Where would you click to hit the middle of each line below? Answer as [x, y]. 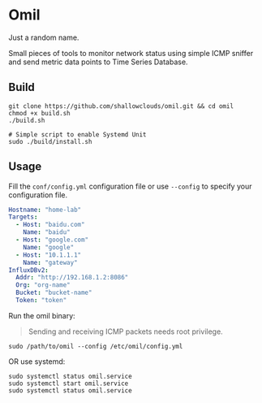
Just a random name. [44, 37]
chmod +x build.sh [39, 113]
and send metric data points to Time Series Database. [98, 62]
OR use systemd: [37, 361]
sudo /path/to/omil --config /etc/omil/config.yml [96, 346]
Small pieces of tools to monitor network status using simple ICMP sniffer [131, 53]
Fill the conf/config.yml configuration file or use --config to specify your [130, 186]
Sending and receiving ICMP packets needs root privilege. [125, 331]
